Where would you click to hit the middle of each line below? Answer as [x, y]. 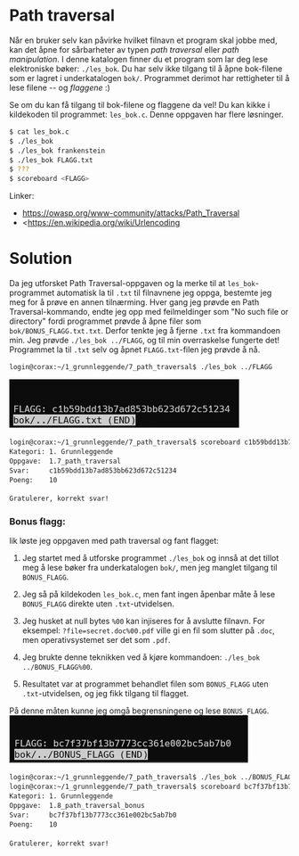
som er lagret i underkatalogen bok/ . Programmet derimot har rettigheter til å [149, 78]
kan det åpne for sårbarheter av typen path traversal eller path [124, 49]
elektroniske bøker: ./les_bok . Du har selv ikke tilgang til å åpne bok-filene [146, 69]
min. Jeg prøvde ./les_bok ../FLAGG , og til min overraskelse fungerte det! [145, 341]
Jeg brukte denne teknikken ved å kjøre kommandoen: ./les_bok [141, 657]
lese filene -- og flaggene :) [60, 87]
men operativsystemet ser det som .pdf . [96, 640]
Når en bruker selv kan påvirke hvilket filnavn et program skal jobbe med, [143, 40]
